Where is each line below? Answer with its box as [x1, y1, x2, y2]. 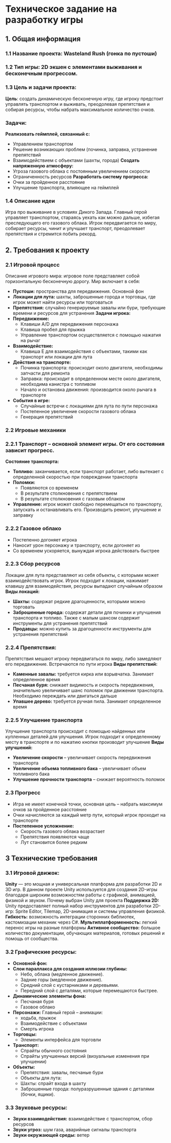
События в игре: [12, 398, 50, 403]
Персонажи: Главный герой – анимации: [12, 1009, 103, 1015]
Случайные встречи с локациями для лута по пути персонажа [20, 403, 158, 409]
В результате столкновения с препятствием [20, 490, 118, 496]
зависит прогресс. [5, 446, 55, 454]
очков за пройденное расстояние [12, 806, 87, 812]
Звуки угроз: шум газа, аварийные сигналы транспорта [12, 1126, 137, 1133]
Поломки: [12, 479, 35, 485]
